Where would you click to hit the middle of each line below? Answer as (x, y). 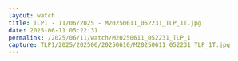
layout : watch (32, 15)
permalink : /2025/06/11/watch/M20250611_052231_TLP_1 (100, 38)
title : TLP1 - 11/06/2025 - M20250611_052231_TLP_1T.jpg (105, 23)
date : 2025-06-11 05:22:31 (53, 30)
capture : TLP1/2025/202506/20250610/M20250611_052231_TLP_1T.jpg (119, 45)
